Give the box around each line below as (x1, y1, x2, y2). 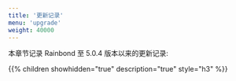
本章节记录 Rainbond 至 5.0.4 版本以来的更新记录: (8, 49, 169, 58)
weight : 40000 (8, 26, 55, 34)
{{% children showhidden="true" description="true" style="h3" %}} (8, 64, 228, 74)
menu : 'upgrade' (8, 19, 61, 27)
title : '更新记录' (8, 11, 65, 20)
